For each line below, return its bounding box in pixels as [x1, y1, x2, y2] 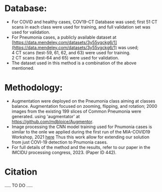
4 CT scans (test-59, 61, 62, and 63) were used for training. [11, 49, 130, 56]
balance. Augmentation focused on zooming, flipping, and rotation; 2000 [11, 103, 157, 109]
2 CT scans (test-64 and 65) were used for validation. [11, 55, 119, 60]
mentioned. [11, 65, 34, 71]
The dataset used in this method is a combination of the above [11, 60, 137, 66]
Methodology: [4, 82, 63, 93]
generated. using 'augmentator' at [11, 113, 80, 119]
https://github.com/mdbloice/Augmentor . [11, 118, 94, 124]
